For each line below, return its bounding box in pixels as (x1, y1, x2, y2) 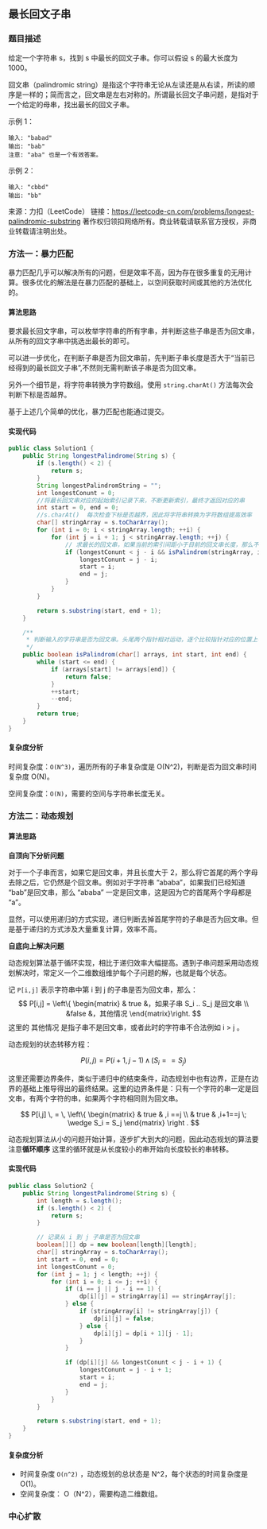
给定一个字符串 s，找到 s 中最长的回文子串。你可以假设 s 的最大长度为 (8, 52, 238, 62)
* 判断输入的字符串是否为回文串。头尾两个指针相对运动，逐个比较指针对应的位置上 (25, 636, 258, 644)
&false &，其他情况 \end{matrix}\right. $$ (65, 1008, 202, 1019)
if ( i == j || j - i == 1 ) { (64, 1285, 162, 1293)
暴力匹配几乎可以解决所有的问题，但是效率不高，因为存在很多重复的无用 (8, 267, 245, 277)
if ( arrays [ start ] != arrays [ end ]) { (50, 665, 176, 673)
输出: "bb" (8, 192, 42, 199)
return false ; (64, 672, 112, 681)
